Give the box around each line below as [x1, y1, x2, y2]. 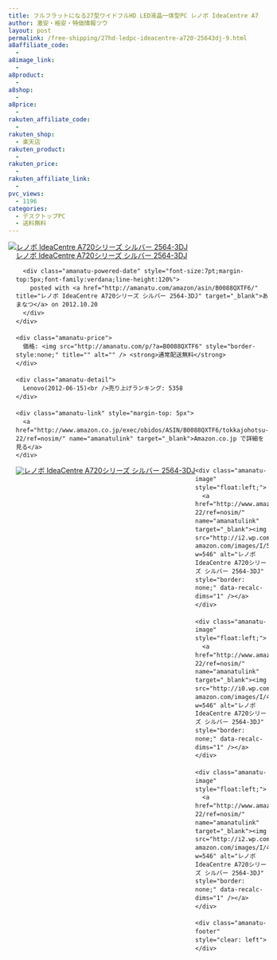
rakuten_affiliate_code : [8, 116, 91, 124]
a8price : [8, 101, 37, 109]
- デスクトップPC [15, 212, 66, 220]
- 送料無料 [15, 219, 47, 227]
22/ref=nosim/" [15, 434, 66, 443]
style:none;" [15, 350, 59, 359]
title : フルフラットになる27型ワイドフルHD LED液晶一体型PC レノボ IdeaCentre [8, 11, 248, 20]
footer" [194, 927, 220, 936]
